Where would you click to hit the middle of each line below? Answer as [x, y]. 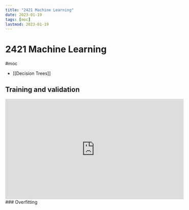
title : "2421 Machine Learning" [39, 10]
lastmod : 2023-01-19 [27, 24]
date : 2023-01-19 [24, 15]
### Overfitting [21, 202]
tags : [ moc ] [18, 19]
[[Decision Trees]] [32, 73]
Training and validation [43, 89]
